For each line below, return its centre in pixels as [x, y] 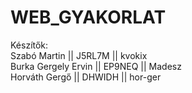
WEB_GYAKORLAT [88, 17]
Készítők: [29, 45]
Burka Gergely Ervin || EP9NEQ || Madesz [96, 66]
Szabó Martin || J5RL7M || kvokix [79, 55]
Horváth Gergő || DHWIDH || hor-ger [86, 77]
